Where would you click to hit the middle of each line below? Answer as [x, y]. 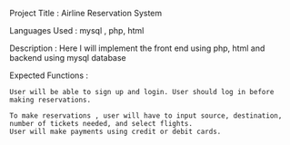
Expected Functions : [49, 75]
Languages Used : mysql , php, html [77, 30]
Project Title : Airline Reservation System [86, 13]
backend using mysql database [68, 58]
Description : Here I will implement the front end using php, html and [137, 48]
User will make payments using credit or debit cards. [115, 131]
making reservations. [50, 100]
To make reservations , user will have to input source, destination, [146, 116]
